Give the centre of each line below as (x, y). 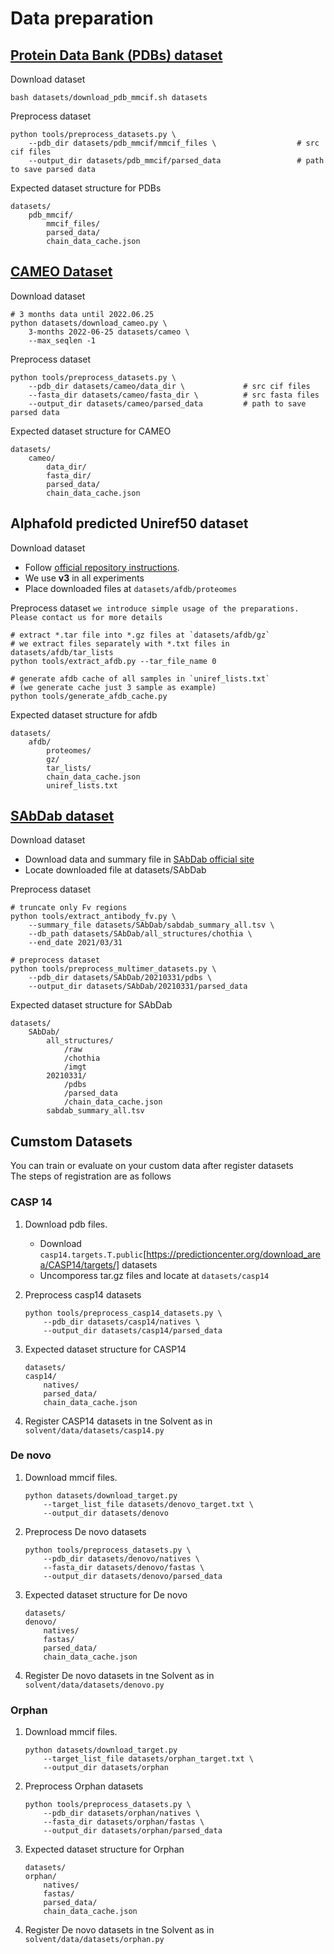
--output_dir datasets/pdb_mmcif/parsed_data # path (176, 161)
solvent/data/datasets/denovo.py (94, 1685)
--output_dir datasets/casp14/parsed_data (133, 1330)
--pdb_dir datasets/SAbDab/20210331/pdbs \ (120, 978)
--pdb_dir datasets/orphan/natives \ (121, 1813)
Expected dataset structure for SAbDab (91, 1005)
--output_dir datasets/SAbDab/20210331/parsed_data (138, 987)
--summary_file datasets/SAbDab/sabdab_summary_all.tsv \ (151, 925)
